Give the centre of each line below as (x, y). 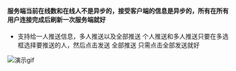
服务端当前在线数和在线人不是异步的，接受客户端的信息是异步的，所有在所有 (118, 11)
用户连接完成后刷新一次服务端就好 (57, 19)
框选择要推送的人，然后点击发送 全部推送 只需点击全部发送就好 (109, 45)
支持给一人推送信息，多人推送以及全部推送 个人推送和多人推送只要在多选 (123, 37)
